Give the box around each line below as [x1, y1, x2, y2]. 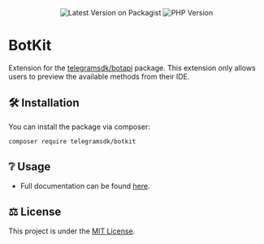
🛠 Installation [8, 96, 80, 110]
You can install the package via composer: [8, 122, 150, 131]
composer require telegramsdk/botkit [8, 137, 136, 145]
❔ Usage [8, 160, 51, 173]
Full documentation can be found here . [19, 182, 150, 191]
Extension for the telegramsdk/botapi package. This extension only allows [8, 62, 256, 72]
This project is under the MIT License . [8, 226, 136, 236]
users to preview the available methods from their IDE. [8, 71, 190, 81]
